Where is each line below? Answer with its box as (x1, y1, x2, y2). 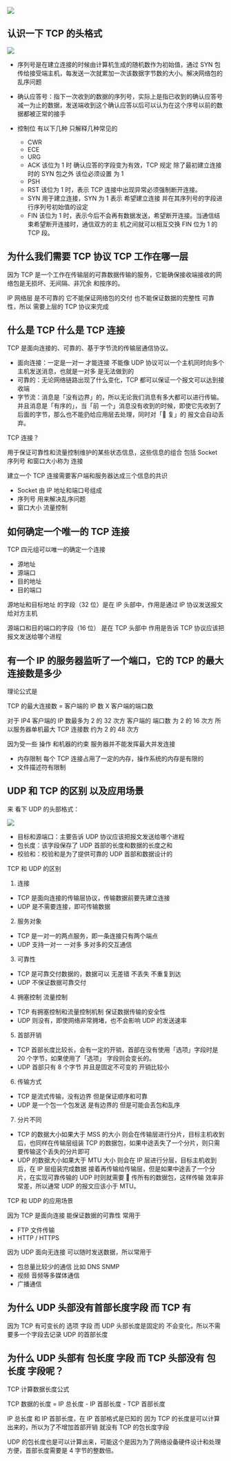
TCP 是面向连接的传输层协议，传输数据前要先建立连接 (17, 894, 170, 902)
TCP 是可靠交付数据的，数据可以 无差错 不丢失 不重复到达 (17, 970, 181, 978)
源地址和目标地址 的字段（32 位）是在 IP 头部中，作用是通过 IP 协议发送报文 (7, 600, 223, 609)
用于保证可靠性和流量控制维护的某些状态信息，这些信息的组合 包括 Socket (7, 449, 218, 457)
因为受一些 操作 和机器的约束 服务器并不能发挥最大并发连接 (7, 740, 176, 748)
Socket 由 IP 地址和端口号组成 (17, 487, 102, 495)
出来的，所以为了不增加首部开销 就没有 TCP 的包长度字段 (7, 1422, 170, 1431)
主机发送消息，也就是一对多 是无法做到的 (17, 367, 134, 375)
